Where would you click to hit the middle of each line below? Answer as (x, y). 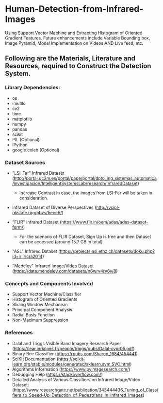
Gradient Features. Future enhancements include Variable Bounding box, (78, 38)
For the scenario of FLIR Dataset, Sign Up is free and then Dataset (85, 237)
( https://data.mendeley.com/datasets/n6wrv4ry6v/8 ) (65, 271)
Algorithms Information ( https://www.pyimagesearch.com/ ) (71, 369)
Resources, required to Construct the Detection (78, 66)
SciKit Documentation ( (35, 359)
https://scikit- (72, 359)
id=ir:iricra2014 (27, 256)
